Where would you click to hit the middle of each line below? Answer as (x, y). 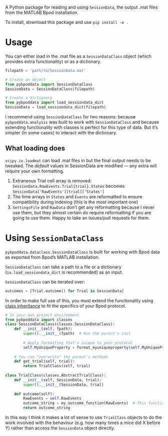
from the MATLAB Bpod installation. (42, 12)
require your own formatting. (35, 171)
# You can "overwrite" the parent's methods (61, 357)
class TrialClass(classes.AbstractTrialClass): (56, 376)
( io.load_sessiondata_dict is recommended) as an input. (64, 272)
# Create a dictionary (29, 98)
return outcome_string (47, 408)
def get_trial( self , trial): (44, 362)
